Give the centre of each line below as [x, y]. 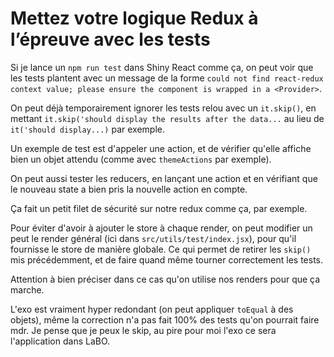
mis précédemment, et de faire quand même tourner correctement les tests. [167, 259]
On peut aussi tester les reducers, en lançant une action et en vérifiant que [164, 178]
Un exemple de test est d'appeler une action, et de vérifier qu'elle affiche [161, 148]
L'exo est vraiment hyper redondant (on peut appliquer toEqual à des [152, 309]
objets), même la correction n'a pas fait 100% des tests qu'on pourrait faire [165, 319]
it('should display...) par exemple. [87, 129]
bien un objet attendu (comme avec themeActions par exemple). [141, 159]
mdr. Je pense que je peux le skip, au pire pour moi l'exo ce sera [143, 330]
